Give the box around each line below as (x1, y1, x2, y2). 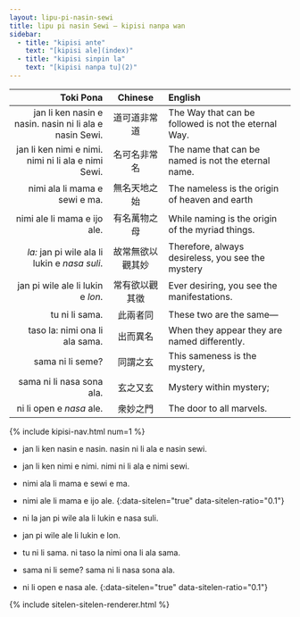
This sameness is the (168, 349, 257, 362)
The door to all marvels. (168, 402, 268, 414)
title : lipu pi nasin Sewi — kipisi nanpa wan (9, 21, 186, 30)
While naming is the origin (168, 212, 278, 224)
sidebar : (9, 29, 42, 38)
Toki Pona (59, 91, 104, 104)
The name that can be (168, 143, 261, 155)
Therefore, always (168, 240, 245, 253)
